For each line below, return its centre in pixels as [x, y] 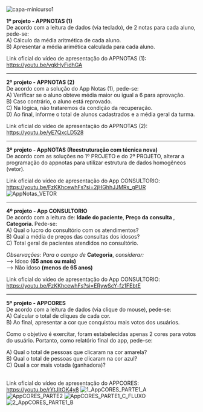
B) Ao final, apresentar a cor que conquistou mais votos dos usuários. [93, 322]
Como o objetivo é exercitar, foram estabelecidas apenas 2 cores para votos [101, 334]
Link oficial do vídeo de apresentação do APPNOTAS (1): [76, 58]
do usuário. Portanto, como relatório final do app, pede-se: [79, 340]
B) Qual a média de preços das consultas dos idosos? [73, 237]
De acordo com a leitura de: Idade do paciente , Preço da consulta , [91, 217]
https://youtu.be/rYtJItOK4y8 [43, 389]
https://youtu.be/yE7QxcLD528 [45, 132]
